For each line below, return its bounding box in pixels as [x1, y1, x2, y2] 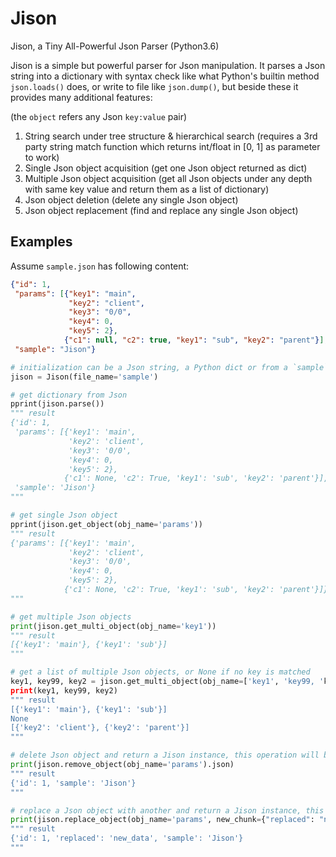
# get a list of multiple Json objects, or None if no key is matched [10, 667, 311, 677]
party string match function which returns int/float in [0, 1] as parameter [24, 140, 321, 152]
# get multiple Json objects [10, 612, 132, 622]
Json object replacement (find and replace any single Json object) [24, 204, 299, 216]
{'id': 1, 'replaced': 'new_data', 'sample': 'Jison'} [10, 833, 244, 844]
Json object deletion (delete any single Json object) [24, 193, 239, 206]
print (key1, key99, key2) [10, 685, 118, 696]
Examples [10, 233, 73, 251]
